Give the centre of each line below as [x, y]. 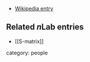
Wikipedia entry [34, 9]
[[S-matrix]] [29, 41]
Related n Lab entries [45, 27]
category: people [27, 53]
